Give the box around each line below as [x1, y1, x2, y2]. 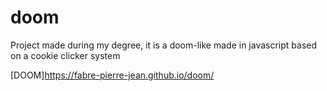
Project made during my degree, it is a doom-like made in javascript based [10, 39, 318, 51]
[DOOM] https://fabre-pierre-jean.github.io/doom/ [10, 69, 215, 81]
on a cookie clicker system [10, 49, 121, 61]
